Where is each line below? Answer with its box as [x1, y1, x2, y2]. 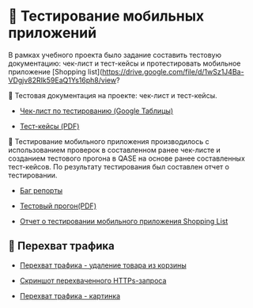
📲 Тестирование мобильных [8, 7, 204, 25]
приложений [8, 24, 97, 42]
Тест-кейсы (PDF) [19, 121, 80, 131]
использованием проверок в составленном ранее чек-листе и [8, 145, 221, 154]
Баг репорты [19, 185, 63, 195]
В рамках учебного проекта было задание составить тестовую [8, 50, 222, 59]
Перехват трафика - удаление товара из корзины [19, 260, 187, 270]
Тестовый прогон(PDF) [19, 201, 97, 211]
